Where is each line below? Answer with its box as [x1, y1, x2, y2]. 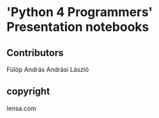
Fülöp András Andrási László [6, 66, 89, 73]
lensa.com [6, 104, 36, 112]
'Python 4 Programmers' [6, 4, 153, 20]
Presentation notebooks [6, 19, 149, 35]
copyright [6, 85, 50, 98]
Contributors [6, 47, 64, 59]
